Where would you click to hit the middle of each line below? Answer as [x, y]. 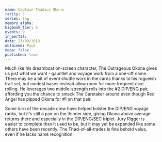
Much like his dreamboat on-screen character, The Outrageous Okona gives [81, 68]
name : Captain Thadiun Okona [34, 9]
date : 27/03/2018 [23, 41]
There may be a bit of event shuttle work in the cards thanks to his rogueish [81, 79]
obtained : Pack [20, 46]
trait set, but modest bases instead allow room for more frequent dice [74, 84]
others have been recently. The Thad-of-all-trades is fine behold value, [76, 129]
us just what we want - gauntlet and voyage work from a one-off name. [76, 74]
